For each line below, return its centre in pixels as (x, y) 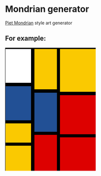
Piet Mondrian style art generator (39, 23)
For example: (26, 38)
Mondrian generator (47, 9)
